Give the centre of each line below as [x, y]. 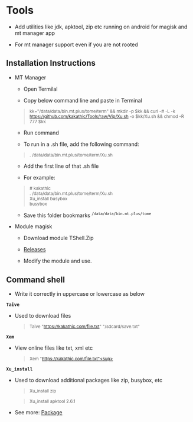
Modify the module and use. [58, 261]
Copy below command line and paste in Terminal [83, 100]
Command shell [35, 279]
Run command [41, 132]
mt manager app [35, 33]
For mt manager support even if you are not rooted [76, 44]
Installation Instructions [51, 63]
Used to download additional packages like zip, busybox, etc [89, 381]
